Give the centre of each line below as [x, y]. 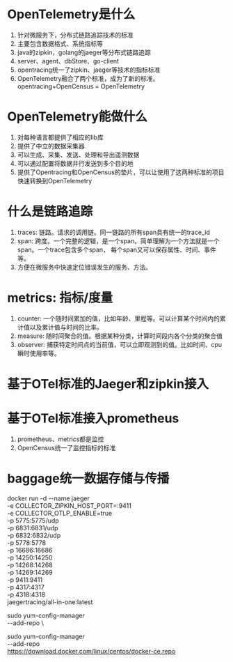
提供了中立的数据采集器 [51, 146]
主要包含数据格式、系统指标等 [60, 43]
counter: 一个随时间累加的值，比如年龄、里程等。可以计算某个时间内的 [119, 318]
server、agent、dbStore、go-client [68, 61]
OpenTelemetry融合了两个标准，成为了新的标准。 [88, 78]
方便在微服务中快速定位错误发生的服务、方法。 [84, 267]
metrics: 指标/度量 [60, 298]
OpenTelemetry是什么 [71, 14]
